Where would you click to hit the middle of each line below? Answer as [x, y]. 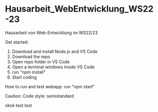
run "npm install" [29, 72]
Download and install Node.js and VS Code [55, 51]
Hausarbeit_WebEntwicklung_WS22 [79, 9]
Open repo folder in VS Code [41, 62]
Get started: [17, 42]
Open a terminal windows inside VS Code [53, 67]
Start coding [24, 77]
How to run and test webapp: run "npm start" [50, 86]
